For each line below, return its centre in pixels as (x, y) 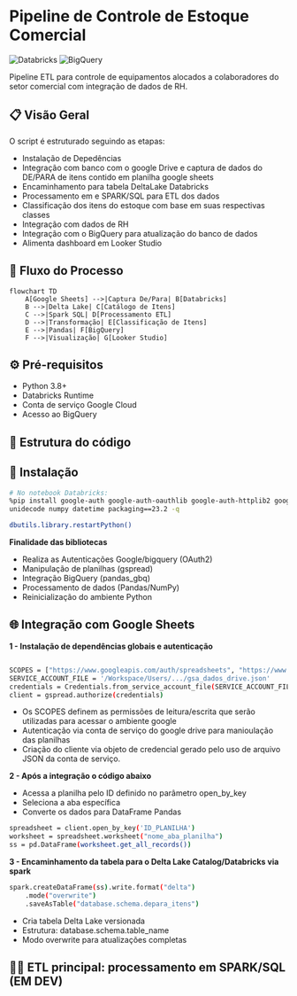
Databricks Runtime (58, 395)
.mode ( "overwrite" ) (61, 895)
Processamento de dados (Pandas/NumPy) (100, 587)
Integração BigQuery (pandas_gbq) (86, 579)
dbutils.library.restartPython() (71, 525)
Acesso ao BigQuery (59, 415)
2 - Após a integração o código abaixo (80, 776)
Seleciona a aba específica (71, 803)
